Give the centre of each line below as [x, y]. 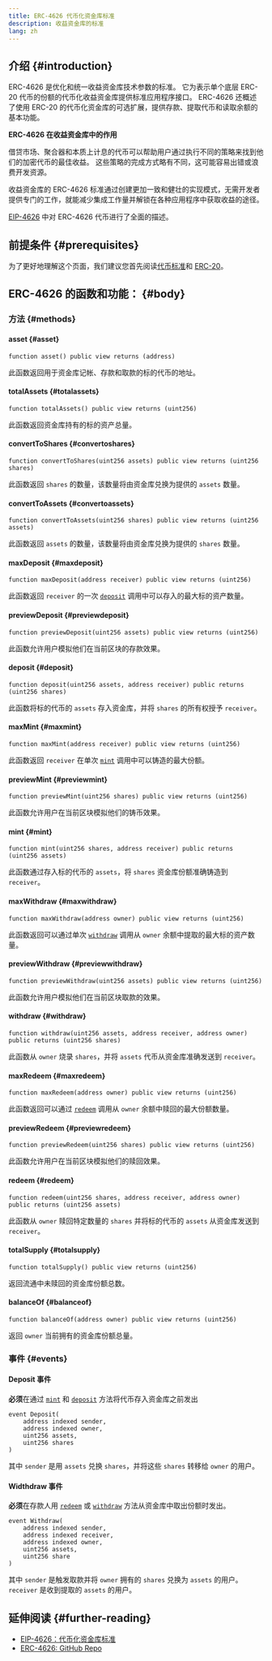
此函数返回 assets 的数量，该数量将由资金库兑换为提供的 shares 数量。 [126, 544]
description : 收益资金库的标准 [56, 24]
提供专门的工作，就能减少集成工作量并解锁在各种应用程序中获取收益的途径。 [136, 200]
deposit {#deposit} [41, 667]
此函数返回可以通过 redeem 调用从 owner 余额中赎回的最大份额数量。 [121, 1109]
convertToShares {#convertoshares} [72, 444]
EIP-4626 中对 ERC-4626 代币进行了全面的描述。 [91, 217]
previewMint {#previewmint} [58, 779]
